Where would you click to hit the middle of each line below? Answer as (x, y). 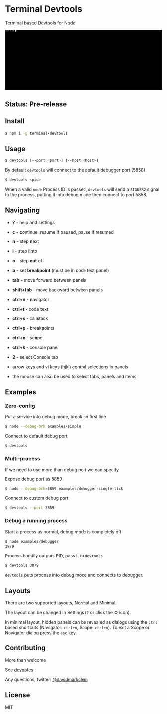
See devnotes (19, 670)
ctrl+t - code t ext (30, 309)
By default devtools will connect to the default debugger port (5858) (75, 170)
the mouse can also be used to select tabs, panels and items (74, 376)
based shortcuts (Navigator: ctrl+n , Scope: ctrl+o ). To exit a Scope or (78, 628)
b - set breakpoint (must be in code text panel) (61, 270)
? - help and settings (34, 222)
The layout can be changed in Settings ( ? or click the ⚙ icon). (68, 613)
